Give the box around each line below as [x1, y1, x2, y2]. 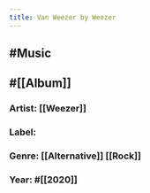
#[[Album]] [9, 76, 72, 91]
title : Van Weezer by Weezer [9, 12, 116, 22]
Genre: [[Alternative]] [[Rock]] [9, 150, 141, 162]
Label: [9, 126, 37, 138]
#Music [9, 46, 52, 61]
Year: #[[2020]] [9, 174, 78, 186]
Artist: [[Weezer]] [9, 103, 86, 115]
